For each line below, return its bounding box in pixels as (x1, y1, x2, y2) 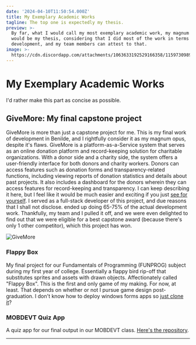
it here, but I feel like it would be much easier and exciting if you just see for (6, 191, 188, 198)
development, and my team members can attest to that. (11, 42, 148, 47)
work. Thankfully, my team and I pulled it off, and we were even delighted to (6, 210, 188, 217)
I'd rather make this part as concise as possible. (6, 96, 121, 103)
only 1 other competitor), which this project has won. (6, 222, 132, 229)
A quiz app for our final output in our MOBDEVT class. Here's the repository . (6, 326, 190, 333)
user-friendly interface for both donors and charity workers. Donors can (6, 160, 179, 167)
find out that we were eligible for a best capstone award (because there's (6, 216, 183, 223)
